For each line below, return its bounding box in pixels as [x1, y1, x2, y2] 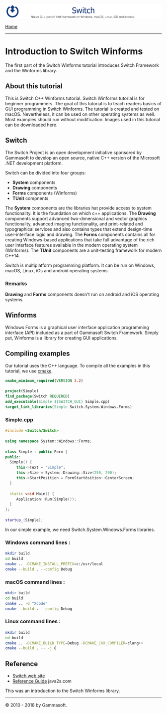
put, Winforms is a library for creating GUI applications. [5, 335, 118, 341]
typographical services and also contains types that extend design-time [5, 226, 153, 232]
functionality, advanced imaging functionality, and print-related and [5, 221, 143, 227]
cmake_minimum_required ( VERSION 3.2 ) [5, 378, 83, 383]
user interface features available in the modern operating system [5, 242, 138, 248]
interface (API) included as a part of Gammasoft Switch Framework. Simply [5, 330, 159, 336]
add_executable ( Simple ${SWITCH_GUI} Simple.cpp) [5, 399, 110, 404]
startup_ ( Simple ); [5, 518, 43, 523]
